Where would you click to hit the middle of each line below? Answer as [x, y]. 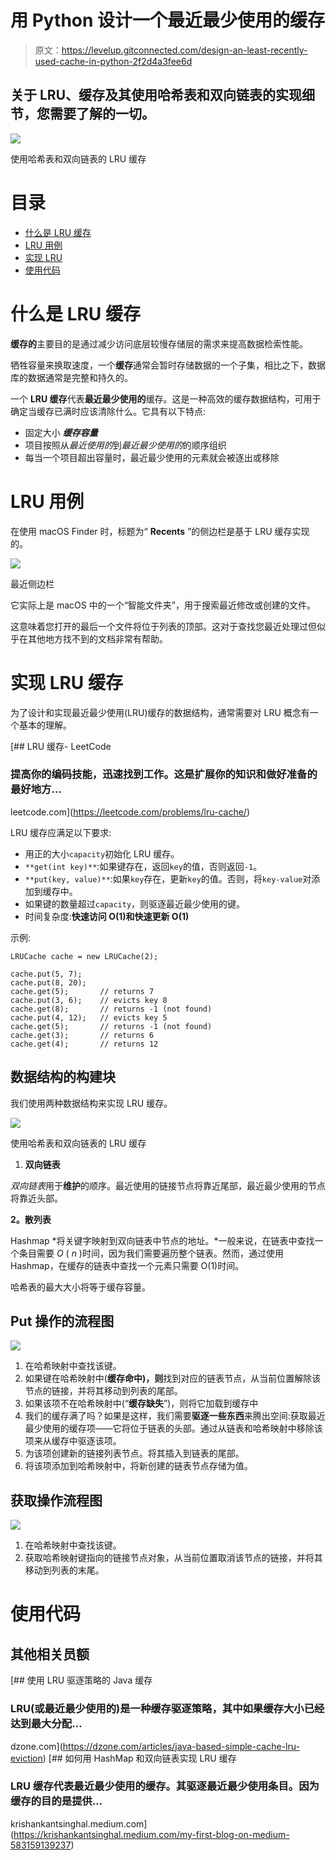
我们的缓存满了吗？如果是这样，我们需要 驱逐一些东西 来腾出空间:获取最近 [175, 1416]
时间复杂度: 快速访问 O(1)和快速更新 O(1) [107, 916]
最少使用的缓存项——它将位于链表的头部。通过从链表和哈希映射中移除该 [173, 1428]
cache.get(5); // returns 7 [82, 991]
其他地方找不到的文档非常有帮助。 [97, 638]
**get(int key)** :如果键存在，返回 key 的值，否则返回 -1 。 [143, 866]
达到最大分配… [46, 1724]
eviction [26, 1758]
